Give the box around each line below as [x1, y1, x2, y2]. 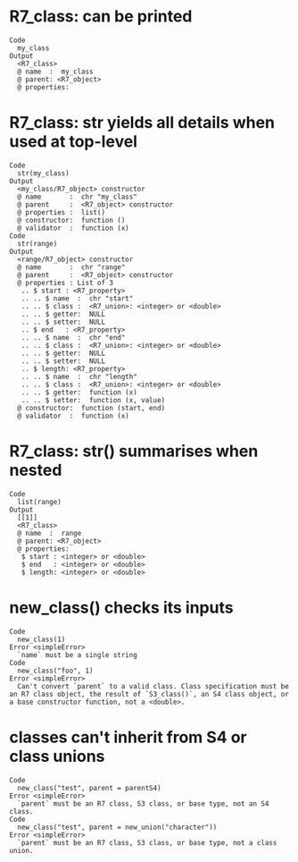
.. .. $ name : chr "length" [21, 372, 138, 381]
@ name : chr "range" [17, 262, 126, 272]
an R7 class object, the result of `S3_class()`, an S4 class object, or [9, 689, 290, 698]
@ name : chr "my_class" [17, 192, 138, 201]
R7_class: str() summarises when [9, 441, 259, 461]
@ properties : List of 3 [17, 278, 114, 287]
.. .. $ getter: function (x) [21, 387, 138, 397]
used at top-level [9, 131, 138, 152]
